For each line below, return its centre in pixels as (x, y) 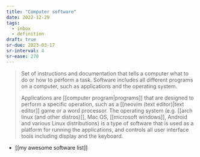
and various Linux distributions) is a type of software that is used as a (107, 123)
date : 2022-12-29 (28, 17)
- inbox (21, 28)
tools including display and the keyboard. (72, 136)
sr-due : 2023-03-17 (31, 46)
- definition (28, 34)
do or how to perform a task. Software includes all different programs (107, 80)
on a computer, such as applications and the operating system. (99, 86)
